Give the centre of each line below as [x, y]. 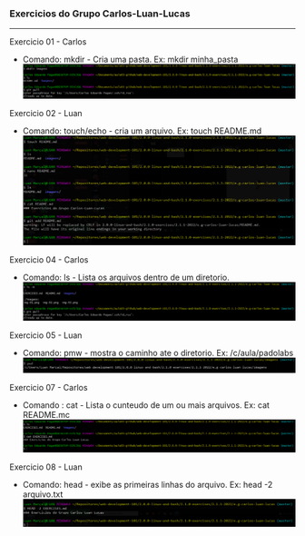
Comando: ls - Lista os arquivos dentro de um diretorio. [126, 278]
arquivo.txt [43, 494]
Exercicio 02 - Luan [46, 113]
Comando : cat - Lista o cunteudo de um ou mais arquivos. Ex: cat [146, 405]
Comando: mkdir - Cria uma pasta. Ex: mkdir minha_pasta [130, 60]
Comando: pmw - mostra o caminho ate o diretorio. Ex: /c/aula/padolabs [158, 352]
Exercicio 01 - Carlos [48, 42]
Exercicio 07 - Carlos [49, 388]
